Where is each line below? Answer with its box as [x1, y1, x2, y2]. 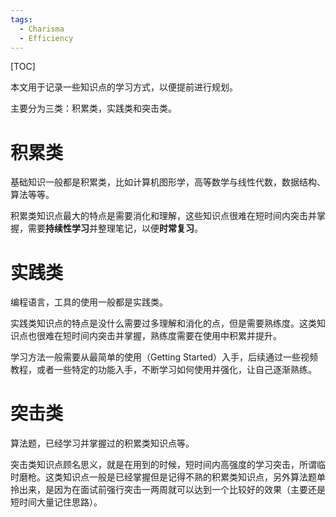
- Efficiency [19, 33, 74, 43]
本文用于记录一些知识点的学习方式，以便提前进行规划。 [10, 81, 238, 93]
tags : [10, 14, 33, 25]
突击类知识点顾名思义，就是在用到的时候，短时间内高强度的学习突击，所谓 [10, 459, 317, 471]
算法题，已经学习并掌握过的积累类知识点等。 [10, 437, 195, 450]
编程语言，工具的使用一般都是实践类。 [10, 296, 168, 308]
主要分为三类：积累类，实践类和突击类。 [10, 102, 177, 115]
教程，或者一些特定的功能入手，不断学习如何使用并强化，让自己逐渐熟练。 [10, 364, 317, 376]
